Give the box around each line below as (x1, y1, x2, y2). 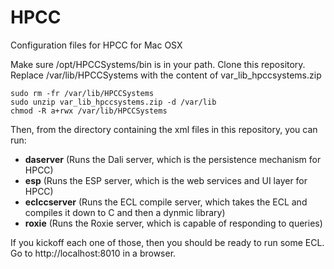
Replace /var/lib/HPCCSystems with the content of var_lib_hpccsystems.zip (10, 69, 322, 81)
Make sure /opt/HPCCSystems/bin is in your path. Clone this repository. (10, 58, 306, 70)
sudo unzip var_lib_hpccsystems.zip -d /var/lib (10, 97, 217, 107)
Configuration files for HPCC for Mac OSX (10, 39, 183, 51)
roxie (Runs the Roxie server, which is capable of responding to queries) (24, 217, 323, 229)
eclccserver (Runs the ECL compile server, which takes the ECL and (24, 196, 308, 208)
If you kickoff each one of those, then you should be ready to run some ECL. (10, 236, 325, 248)
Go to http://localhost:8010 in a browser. (10, 247, 177, 259)
